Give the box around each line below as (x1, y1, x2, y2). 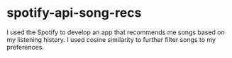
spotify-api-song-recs (6, 5, 142, 21)
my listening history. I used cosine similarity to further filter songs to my (6, 35, 216, 43)
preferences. (6, 43, 44, 51)
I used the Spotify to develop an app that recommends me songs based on (6, 28, 225, 36)
